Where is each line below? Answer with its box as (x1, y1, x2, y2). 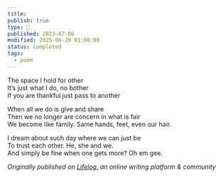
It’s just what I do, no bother (7, 83, 89, 92)
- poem (13, 57, 33, 64)
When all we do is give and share (7, 104, 104, 113)
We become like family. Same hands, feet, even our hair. (7, 120, 172, 128)
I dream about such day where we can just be (7, 133, 141, 142)
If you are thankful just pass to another (7, 91, 121, 99)
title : (7, 10, 27, 18)
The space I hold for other (7, 76, 84, 84)
